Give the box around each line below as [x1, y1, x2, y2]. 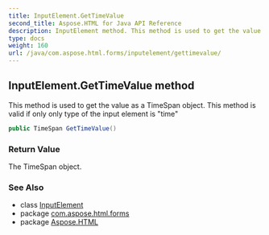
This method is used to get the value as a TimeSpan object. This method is [8, 100, 256, 109]
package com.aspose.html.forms [19, 208, 130, 218]
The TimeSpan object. [8, 162, 82, 171]
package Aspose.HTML [19, 217, 99, 227]
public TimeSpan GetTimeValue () [8, 124, 117, 133]
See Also [8, 182, 44, 193]
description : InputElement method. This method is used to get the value [8, 27, 262, 35]
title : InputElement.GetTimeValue [8, 11, 125, 20]
